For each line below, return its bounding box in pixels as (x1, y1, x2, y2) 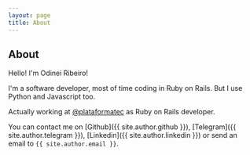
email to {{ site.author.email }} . (8, 139, 119, 149)
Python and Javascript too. (8, 92, 96, 102)
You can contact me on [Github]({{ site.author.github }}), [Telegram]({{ (8, 122, 237, 132)
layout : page (8, 11, 51, 20)
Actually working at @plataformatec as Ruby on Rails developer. (8, 107, 215, 117)
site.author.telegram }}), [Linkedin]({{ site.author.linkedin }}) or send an (8, 131, 237, 140)
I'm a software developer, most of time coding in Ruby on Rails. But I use (8, 84, 243, 93)
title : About (8, 19, 51, 27)
